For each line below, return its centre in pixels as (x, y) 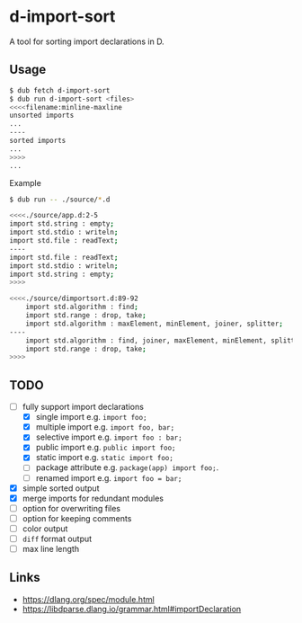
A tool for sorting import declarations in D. (87, 41)
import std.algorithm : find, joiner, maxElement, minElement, (147, 340)
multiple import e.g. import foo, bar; (105, 427)
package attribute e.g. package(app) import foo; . (127, 467)
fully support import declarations (83, 407)
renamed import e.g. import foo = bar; (109, 477)
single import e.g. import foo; (91, 417)
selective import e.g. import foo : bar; (109, 437)
